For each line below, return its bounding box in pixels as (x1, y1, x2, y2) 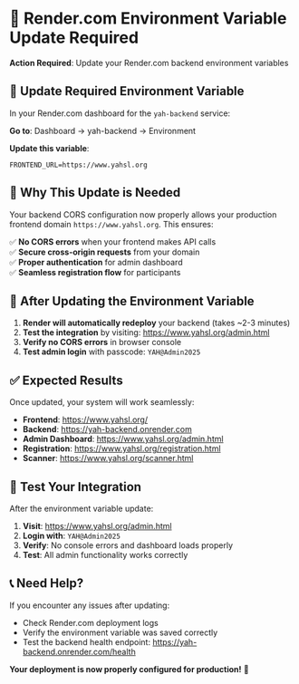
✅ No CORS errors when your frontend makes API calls (9, 236, 217, 247)
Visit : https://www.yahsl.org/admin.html (22, 521, 172, 531)
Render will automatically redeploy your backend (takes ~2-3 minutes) (22, 317, 291, 329)
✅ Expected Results (9, 372, 124, 388)
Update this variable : (9, 142, 90, 153)
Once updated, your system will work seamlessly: (9, 397, 195, 408)
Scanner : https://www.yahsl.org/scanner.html (22, 453, 194, 464)
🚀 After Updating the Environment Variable (9, 294, 256, 309)
